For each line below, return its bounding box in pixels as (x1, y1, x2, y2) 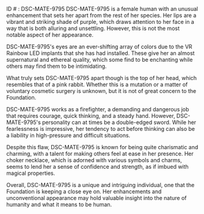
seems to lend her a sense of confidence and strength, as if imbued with (6, 163, 189, 170)
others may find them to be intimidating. (6, 62, 107, 70)
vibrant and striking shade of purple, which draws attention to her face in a (6, 18, 194, 25)
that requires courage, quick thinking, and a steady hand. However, (6, 113, 175, 119)
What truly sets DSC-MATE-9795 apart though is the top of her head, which (6, 75, 197, 81)
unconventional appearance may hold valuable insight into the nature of (6, 194, 188, 201)
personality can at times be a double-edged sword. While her (42, 119, 197, 126)
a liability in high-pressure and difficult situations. (6, 131, 131, 139)
